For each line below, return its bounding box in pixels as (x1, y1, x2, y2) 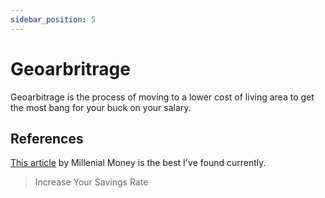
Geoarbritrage (10, 57, 131, 80)
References (10, 130, 84, 147)
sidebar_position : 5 (10, 14, 97, 25)
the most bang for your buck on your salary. (10, 101, 192, 113)
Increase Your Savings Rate (34, 176, 149, 188)
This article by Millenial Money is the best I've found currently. (10, 157, 267, 169)
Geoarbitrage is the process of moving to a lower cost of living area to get (10, 91, 315, 103)
